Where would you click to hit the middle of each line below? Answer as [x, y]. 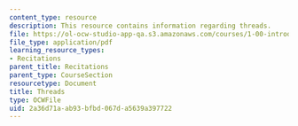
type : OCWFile [35, 100]
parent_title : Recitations [59, 67]
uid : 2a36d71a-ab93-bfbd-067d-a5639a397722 [91, 108]
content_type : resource [53, 17]
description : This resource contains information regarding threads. [141, 26]
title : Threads [37, 91]
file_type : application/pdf [61, 42]
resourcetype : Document [53, 83]
